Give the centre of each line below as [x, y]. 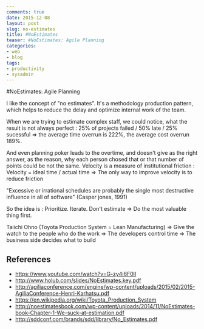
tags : [13, 63]
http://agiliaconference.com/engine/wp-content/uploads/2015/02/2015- [105, 287]
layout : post [23, 23]
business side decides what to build [51, 240]
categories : [21, 46]
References [29, 259]
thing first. [19, 215]
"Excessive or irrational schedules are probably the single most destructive [100, 191]
